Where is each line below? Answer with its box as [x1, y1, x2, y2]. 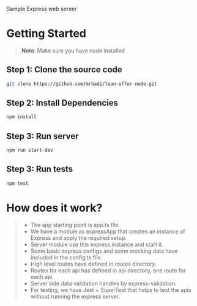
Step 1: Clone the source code [6, 64, 122, 75]
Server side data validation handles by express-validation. [30, 280, 177, 287]
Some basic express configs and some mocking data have [30, 247, 178, 255]
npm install [6, 114, 37, 120]
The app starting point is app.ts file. [30, 221, 121, 228]
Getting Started [6, 27, 87, 40]
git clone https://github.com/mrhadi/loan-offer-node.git [6, 81, 157, 87]
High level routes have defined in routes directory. [30, 260, 157, 267]
